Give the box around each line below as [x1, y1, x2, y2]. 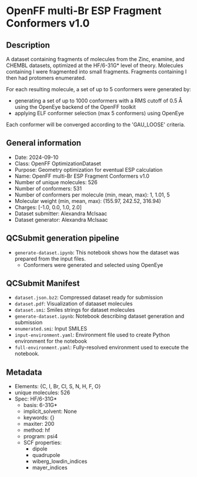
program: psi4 [23, 433, 58, 440]
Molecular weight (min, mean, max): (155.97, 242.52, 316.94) [14, 197, 162, 204]
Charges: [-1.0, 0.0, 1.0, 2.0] [14, 204, 82, 211]
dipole [32, 445, 48, 452]
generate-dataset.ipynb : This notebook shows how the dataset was [14, 249, 179, 256]
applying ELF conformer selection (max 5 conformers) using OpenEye [14, 110, 184, 116]
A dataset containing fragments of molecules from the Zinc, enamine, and [6, 56, 185, 62]
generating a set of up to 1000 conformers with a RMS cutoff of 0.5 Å [14, 97, 182, 104]
